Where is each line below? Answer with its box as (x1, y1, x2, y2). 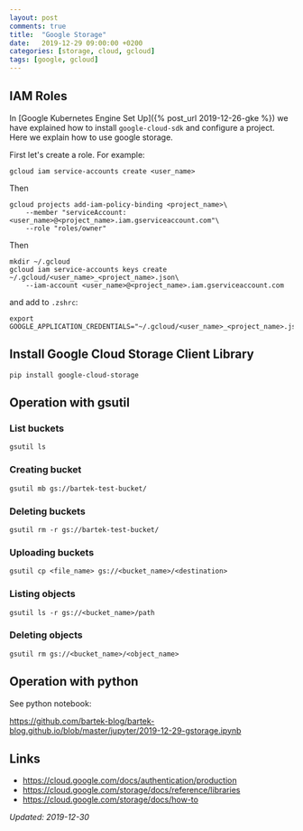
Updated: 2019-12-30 (9, 812, 90, 823)
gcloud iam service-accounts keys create (9, 265, 168, 274)
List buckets (9, 422, 65, 434)
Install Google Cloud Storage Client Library (9, 347, 254, 362)
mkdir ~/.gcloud (9, 257, 70, 266)
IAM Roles (9, 89, 68, 104)
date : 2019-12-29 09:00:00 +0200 (9, 38, 143, 48)
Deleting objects (9, 629, 83, 641)
